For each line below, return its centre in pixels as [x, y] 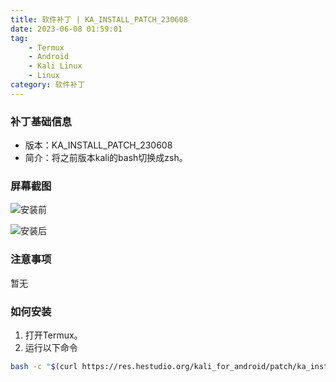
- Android [49, 57]
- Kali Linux [55, 66]
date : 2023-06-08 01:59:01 [66, 29]
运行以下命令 [51, 347]
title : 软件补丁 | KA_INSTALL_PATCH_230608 [99, 19]
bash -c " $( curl [44, 366]
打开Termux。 [53, 335]
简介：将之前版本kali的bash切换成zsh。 [106, 158]
